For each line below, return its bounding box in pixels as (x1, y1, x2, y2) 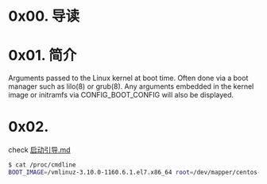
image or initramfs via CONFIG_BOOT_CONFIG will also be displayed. (8, 90, 234, 100)
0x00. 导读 (8, 7, 80, 25)
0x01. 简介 (8, 47, 77, 64)
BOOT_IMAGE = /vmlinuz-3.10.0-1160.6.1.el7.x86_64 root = (8, 168, 194, 176)
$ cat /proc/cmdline (8, 161, 77, 169)
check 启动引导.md (8, 145, 71, 155)
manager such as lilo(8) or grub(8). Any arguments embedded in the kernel (8, 82, 254, 91)
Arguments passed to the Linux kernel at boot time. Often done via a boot (8, 73, 249, 83)
